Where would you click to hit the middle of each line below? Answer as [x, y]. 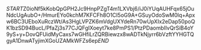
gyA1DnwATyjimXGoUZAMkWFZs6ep [52, 41]
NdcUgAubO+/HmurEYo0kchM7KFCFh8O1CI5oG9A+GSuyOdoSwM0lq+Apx [101, 15]
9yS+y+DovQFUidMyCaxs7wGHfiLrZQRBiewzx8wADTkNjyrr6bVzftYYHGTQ [100, 34]
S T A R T [15, 9]
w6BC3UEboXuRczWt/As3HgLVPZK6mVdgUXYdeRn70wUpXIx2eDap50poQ [101, 21]
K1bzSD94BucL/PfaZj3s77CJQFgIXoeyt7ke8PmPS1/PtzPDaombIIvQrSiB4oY [100, 28]
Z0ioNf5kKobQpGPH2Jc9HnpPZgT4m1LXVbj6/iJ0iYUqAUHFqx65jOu [109, 9]
